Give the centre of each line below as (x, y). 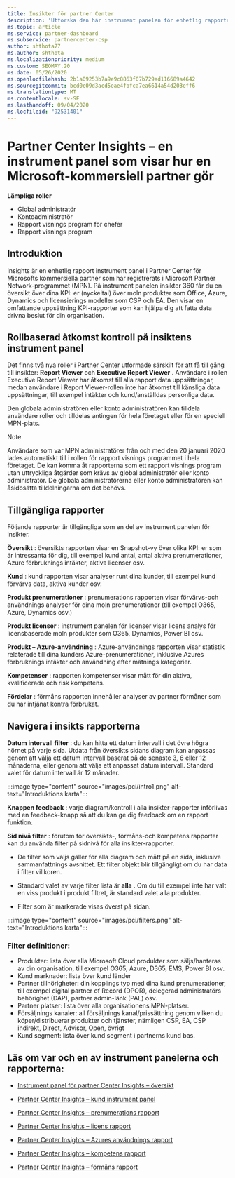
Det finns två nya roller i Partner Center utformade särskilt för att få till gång (116, 365)
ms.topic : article (34, 27)
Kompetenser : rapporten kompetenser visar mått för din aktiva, (100, 676)
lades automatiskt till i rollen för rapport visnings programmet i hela (104, 458)
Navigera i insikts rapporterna (74, 726)
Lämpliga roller (30, 195)
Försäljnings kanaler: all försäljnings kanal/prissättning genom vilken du (120, 1013)
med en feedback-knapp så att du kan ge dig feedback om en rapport (108, 815)
